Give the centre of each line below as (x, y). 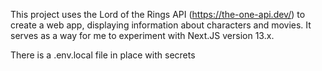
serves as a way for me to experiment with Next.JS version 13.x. (142, 35)
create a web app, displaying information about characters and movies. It (161, 25)
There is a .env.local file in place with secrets (103, 55)
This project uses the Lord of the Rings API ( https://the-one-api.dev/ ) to (158, 14)
